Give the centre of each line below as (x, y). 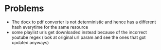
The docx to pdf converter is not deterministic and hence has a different (84, 22)
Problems (24, 8)
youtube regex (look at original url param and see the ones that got (79, 37)
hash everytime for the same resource (50, 27)
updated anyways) (30, 42)
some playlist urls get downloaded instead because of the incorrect (79, 32)
